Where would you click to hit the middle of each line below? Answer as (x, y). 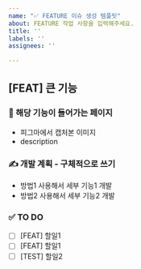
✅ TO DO (26, 217)
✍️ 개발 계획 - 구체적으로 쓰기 (62, 164)
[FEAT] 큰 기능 (43, 88)
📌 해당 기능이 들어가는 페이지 (60, 113)
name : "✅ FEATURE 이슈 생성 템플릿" (64, 16)
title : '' (25, 31)
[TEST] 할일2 (41, 256)
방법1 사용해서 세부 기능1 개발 (66, 186)
